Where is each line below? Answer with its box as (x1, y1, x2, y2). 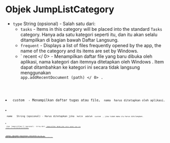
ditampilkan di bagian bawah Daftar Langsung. (20, 37, 119, 43)
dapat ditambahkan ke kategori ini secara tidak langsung (20, 64, 140, 70)
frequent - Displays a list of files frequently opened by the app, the (20, 42, 161, 48)
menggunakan (20, 69, 51, 75)
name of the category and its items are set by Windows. (20, 48, 139, 54)
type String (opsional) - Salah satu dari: (12, 21, 96, 27)
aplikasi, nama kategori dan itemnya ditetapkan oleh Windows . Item (20, 58, 164, 65)
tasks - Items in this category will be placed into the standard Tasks (20, 26, 162, 32)
